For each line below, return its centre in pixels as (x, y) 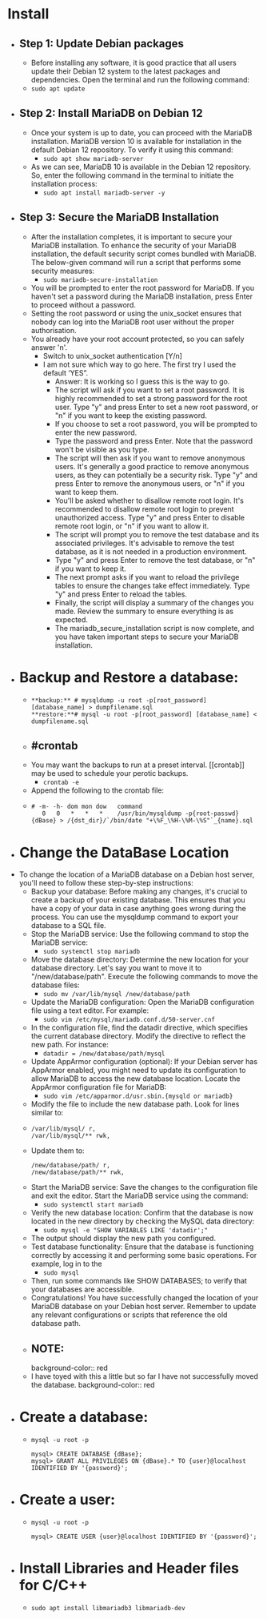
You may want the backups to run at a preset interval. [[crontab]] (138, 765)
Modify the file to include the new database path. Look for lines (135, 1104)
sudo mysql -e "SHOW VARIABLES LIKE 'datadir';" (126, 1231)
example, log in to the (67, 1264)
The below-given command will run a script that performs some (136, 262)
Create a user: (67, 1500)
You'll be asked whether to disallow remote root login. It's (149, 500)
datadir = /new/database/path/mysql (104, 1054)
